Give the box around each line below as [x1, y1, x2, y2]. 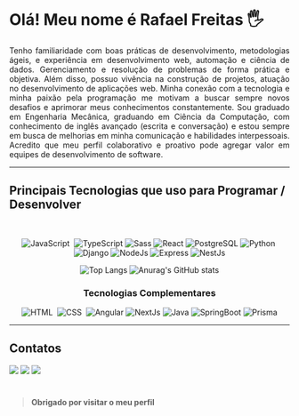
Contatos [9, 341, 62, 356]
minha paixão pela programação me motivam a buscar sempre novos [9, 92, 290, 103]
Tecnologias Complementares [83, 286, 216, 299]
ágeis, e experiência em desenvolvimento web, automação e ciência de [9, 54, 290, 65]
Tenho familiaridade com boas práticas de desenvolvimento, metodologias [9, 44, 290, 56]
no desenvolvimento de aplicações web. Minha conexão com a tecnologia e [9, 83, 290, 93]
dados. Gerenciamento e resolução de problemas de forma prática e [9, 64, 290, 75]
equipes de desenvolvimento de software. [9, 148, 164, 159]
